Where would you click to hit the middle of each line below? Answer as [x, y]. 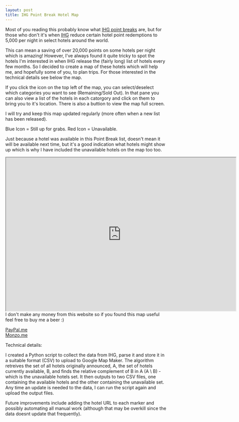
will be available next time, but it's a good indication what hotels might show [85, 144]
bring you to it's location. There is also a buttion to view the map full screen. [85, 103]
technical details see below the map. [44, 77]
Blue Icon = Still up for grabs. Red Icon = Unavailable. [61, 129]
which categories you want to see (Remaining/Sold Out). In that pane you [82, 93]
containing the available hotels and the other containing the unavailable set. [85, 382]
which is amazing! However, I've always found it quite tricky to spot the [80, 55]
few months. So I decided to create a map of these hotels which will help [82, 66]
